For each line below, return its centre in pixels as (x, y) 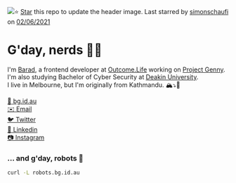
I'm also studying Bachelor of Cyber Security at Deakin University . (103, 76)
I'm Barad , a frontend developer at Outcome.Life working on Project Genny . (116, 69)
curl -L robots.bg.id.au (44, 173)
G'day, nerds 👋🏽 (55, 50)
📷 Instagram (26, 137)
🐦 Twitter (22, 119)
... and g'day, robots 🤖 (46, 158)
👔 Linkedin (22, 129)
